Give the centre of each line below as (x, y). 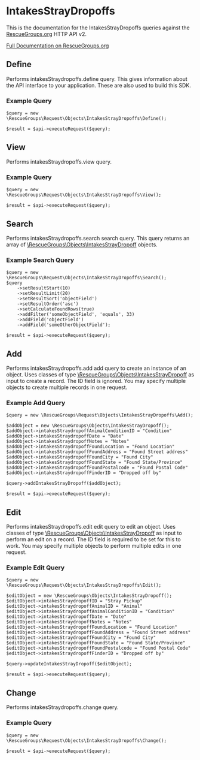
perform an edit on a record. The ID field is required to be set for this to (93, 539)
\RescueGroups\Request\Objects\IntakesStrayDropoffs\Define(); (87, 119)
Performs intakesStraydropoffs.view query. (59, 162)
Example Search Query (40, 260)
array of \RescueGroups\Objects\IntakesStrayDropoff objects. (82, 245)
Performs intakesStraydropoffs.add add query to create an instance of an (96, 368)
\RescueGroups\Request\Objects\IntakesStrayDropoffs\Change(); (87, 741)
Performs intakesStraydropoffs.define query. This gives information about (97, 79)
